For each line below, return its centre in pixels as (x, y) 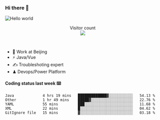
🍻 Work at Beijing (30, 52)
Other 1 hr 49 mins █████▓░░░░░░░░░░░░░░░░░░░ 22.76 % (80, 100)
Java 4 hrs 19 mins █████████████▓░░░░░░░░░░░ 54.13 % (80, 96)
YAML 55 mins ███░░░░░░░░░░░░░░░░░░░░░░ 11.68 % (80, 104)
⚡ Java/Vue (24, 57)
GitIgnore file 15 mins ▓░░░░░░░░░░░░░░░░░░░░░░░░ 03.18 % (80, 113)
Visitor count (83, 28)
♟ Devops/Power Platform (39, 72)
